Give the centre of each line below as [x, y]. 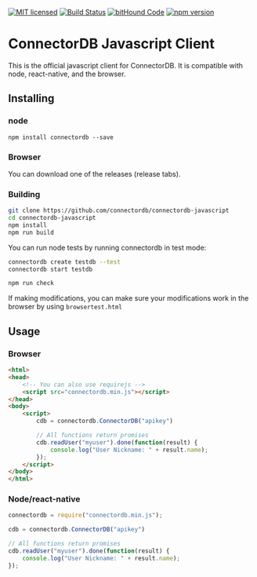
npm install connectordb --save [61, 137]
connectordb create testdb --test [65, 262]
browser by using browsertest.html [65, 307]
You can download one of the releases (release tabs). [94, 173]
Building [24, 194]
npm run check [31, 283]
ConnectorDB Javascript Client [112, 44]
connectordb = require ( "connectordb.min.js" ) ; [85, 515]
